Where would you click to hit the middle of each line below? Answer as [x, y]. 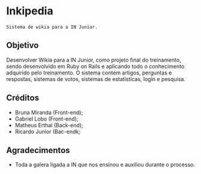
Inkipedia [30, 11]
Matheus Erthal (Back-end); [49, 125]
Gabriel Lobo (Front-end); [46, 119]
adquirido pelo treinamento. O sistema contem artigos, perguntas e [89, 73]
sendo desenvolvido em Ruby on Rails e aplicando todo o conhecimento [95, 66]
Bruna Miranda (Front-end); [49, 112]
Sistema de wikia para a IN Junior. [52, 27]
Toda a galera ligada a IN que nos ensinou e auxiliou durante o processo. [105, 165]
